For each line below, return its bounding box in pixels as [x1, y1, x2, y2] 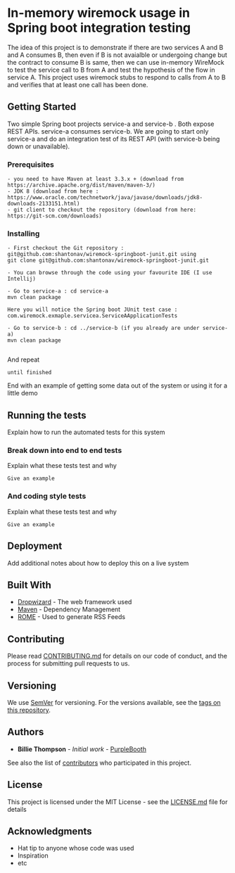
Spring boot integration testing [7, 20, 191, 36]
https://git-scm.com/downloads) [7, 212, 102, 219]
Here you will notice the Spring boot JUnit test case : [7, 306, 178, 314]
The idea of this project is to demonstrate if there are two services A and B [7, 43, 224, 51]
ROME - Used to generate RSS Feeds [17, 613, 125, 621]
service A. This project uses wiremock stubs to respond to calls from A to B [7, 72, 227, 82]
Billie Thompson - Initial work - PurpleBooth [17, 744, 146, 753]
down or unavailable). [7, 142, 70, 151]
